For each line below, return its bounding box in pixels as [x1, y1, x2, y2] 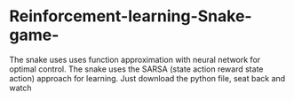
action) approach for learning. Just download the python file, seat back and [9, 73, 286, 83]
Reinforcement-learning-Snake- [9, 6, 252, 27]
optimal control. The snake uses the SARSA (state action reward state [9, 64, 264, 74]
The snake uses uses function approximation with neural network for [9, 54, 261, 65]
